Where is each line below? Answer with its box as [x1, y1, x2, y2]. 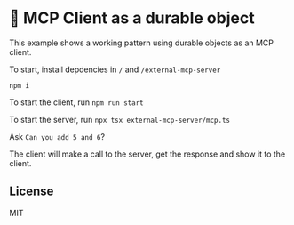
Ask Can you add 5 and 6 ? [9, 131, 105, 141]
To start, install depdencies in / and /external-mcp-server [9, 64, 221, 75]
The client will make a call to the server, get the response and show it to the [9, 149, 286, 159]
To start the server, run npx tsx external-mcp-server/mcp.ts [9, 114, 231, 125]
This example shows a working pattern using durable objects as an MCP [9, 37, 274, 48]
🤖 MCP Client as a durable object [9, 8, 255, 28]
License [9, 184, 54, 199]
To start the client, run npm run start [9, 97, 144, 108]
